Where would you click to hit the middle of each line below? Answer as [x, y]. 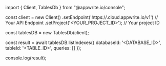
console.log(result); [26, 58]
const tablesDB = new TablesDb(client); [47, 32]
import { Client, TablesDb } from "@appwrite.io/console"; [65, 7]
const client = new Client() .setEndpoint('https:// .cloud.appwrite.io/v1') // [82, 17]
